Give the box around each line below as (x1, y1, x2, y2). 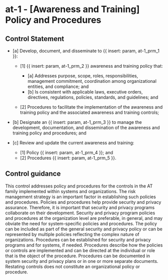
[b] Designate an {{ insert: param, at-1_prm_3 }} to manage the (12, 119, 142, 125)
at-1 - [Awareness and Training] (5, 4, 140, 15)
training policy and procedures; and (12, 130, 87, 136)
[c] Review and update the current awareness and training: (12, 140, 134, 146)
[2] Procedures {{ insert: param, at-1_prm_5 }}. (20, 155, 117, 161)
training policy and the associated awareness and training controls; (20, 110, 159, 115)
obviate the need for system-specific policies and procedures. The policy (5, 220, 157, 226)
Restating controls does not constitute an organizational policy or (5, 263, 140, 269)
